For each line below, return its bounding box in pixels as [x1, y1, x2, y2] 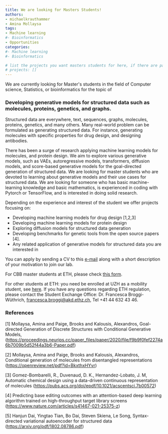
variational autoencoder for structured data [23, 418, 112, 424]
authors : [5, 12, 23, 17]
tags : [5, 26, 16, 31]
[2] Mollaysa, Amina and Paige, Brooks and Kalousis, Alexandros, [5, 351, 139, 357]
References [5, 309, 34, 316]
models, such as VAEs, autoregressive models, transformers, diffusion [5, 158, 150, 164]
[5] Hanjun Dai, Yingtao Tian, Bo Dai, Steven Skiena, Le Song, [5, 412, 131, 418]
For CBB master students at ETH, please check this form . [5, 271, 122, 277]
